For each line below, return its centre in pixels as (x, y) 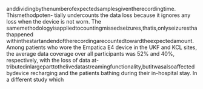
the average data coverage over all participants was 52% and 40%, (90, 54)
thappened (20, 35)
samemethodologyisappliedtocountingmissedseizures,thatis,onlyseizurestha (102, 28)
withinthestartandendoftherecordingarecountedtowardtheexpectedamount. (100, 41)
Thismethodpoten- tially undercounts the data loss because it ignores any (98, 15)
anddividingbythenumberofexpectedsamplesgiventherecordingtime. (91, 9)
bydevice (18, 73)
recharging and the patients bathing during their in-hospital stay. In (114, 73)
